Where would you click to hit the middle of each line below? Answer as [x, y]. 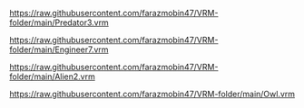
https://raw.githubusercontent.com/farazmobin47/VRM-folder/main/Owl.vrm [152, 94]
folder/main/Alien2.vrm [52, 76]
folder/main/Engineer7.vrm [59, 49]
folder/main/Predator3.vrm [59, 22]
